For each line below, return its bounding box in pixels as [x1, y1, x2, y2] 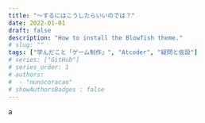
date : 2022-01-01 [8, 19, 66, 27]
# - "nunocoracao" [8, 78, 73, 86]
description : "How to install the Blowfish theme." [8, 33, 183, 42]
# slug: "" [8, 41, 44, 49]
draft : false [8, 26, 52, 34]
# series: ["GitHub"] [8, 56, 80, 64]
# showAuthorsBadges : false [8, 85, 105, 94]
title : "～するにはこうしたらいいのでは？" [8, 11, 135, 20]
